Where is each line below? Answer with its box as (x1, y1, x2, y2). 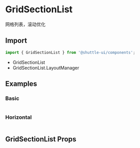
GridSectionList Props (5, 135, 76, 143)
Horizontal (5, 114, 32, 121)
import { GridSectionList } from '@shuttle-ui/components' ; (5, 50, 136, 55)
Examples (5, 79, 37, 88)
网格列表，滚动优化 (5, 21, 46, 27)
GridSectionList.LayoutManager (12, 65, 79, 71)
